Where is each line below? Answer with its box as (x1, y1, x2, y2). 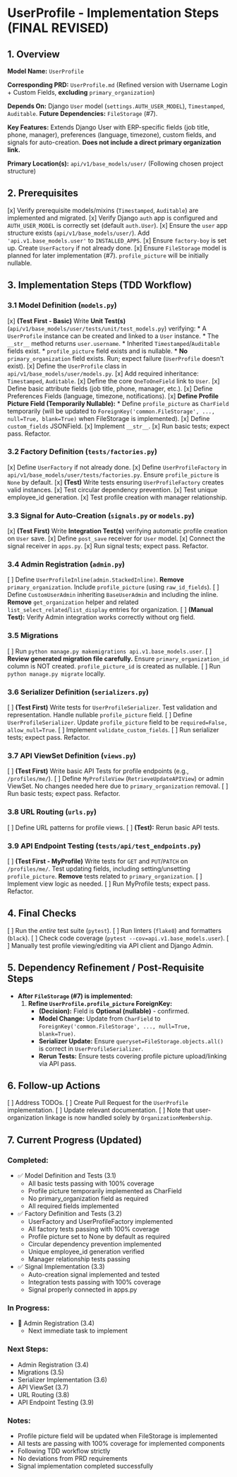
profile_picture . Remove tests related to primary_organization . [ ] (7, 871, 202, 880)
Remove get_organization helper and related (7, 598, 139, 606)
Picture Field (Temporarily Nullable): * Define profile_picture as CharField (7, 399, 229, 407)
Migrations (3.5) (17, 1367, 65, 1377)
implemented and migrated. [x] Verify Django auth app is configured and (7, 214, 218, 222)
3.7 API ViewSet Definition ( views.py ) (7, 751, 136, 760)
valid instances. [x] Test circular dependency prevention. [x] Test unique (7, 485, 218, 494)
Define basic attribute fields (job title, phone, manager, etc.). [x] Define (7, 384, 213, 393)
